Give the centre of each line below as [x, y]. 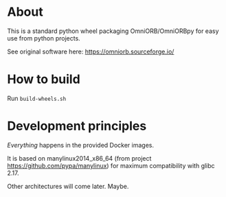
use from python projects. [44, 38]
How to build [44, 79]
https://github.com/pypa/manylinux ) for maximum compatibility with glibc [111, 165]
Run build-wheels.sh [37, 98]
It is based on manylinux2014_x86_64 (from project [79, 158]
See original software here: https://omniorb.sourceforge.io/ [91, 51]
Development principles [77, 126]
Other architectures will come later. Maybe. [68, 186]
